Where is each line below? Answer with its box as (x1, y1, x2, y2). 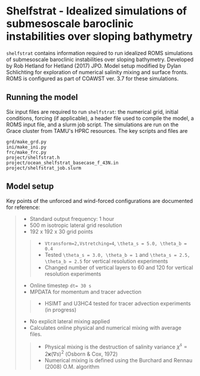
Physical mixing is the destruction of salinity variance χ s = (44, 342, 188, 350)
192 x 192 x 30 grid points (29, 228, 94, 235)
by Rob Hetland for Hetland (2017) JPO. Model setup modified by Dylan (6, 62, 181, 69)
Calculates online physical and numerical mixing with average (29, 324, 182, 331)
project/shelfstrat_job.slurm (6, 165, 82, 171)
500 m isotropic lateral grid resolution (29, 222, 122, 229)
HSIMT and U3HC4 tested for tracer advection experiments (44, 299, 191, 307)
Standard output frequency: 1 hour (29, 215, 115, 222)
